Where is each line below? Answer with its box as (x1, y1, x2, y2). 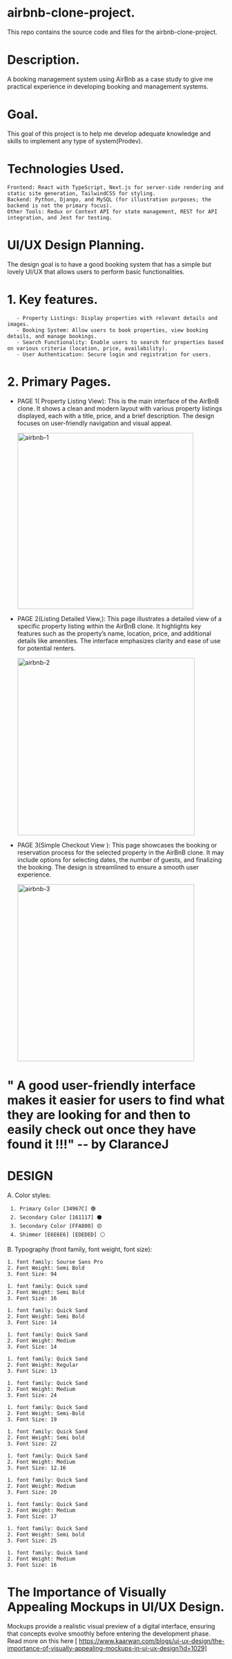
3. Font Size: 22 (7, 1440, 57, 1447)
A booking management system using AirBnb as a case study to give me (7, 75, 213, 83)
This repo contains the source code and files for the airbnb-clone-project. (7, 28, 217, 36)
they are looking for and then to (7, 1106, 191, 1122)
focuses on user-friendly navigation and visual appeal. (17, 419, 173, 427)
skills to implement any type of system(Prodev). (7, 136, 143, 145)
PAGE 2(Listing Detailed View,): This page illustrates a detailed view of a (17, 614, 222, 622)
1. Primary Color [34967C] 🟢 (10, 1205, 97, 1212)
